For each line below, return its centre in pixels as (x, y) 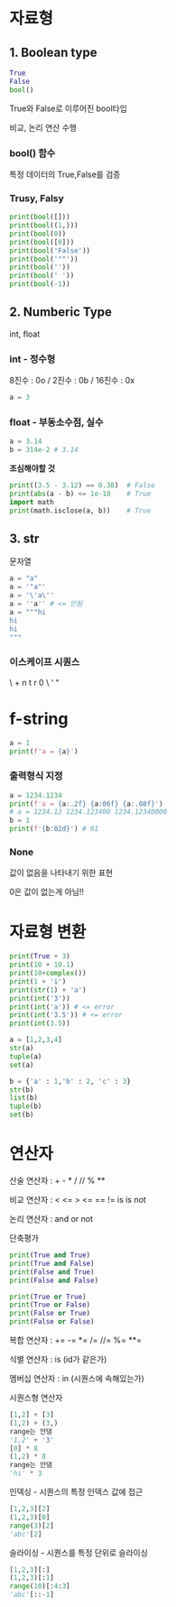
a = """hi (28, 612)
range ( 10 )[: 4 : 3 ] (40, 1586)
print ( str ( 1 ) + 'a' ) (48, 990)
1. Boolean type (53, 52)
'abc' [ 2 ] (26, 1534)
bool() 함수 (32, 152)
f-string (39, 719)
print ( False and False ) (54, 1280)
